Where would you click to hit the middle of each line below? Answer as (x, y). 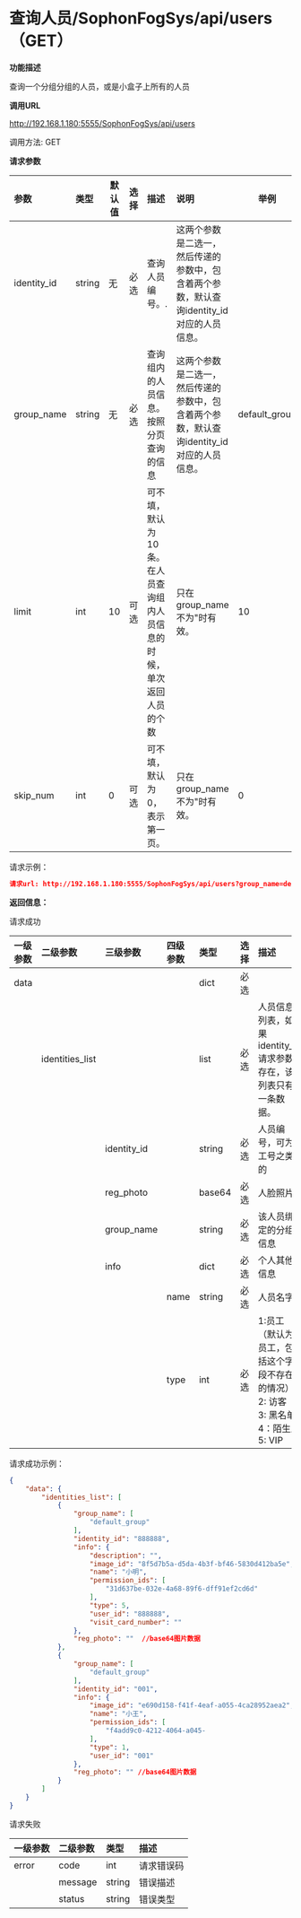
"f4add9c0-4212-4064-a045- (155, 1731)
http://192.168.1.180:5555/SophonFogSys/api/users (102, 123)
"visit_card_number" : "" (135, 1622)
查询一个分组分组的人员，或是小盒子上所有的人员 (99, 86)
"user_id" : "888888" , (129, 1614)
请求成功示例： (37, 1463)
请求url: (24, 884)
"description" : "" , (126, 1556)
